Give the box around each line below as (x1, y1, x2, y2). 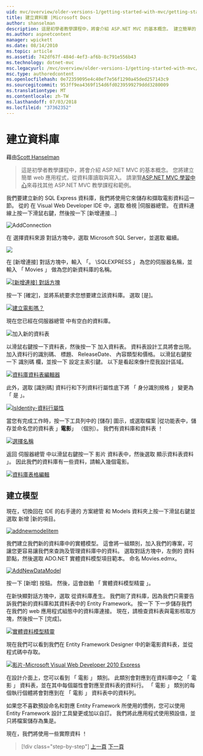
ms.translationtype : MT (6, 88, 66, 94)
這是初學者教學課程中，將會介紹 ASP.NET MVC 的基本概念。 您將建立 (21, 166, 195, 174)
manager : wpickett (6, 37, 53, 43)
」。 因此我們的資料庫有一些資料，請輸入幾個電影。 (6, 458, 132, 465)
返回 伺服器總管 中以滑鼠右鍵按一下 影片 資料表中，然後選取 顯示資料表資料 (6, 450, 194, 458)
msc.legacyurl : (6, 65, 45, 71)
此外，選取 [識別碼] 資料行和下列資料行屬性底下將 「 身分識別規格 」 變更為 (6, 384, 194, 391)
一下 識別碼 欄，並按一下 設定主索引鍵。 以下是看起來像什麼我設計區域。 (6, 358, 187, 366)
